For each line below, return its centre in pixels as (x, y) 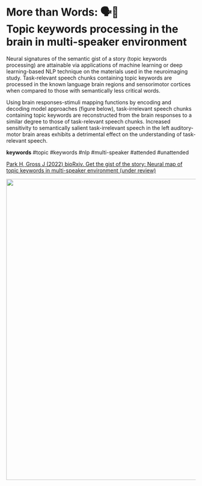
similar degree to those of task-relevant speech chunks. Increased (88, 121)
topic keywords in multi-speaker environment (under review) (81, 170)
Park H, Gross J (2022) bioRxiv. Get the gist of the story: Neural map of (94, 164)
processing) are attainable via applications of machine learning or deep (94, 65)
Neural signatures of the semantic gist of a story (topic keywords (87, 58)
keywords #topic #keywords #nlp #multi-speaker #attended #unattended (98, 152)
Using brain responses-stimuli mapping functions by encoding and (89, 102)
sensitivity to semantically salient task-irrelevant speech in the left (88, 128)
